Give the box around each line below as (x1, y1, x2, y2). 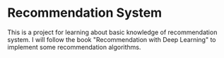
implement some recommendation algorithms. (7, 43, 141, 51)
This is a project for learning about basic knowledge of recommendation (7, 28, 218, 36)
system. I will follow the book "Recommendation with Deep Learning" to (7, 35, 216, 43)
